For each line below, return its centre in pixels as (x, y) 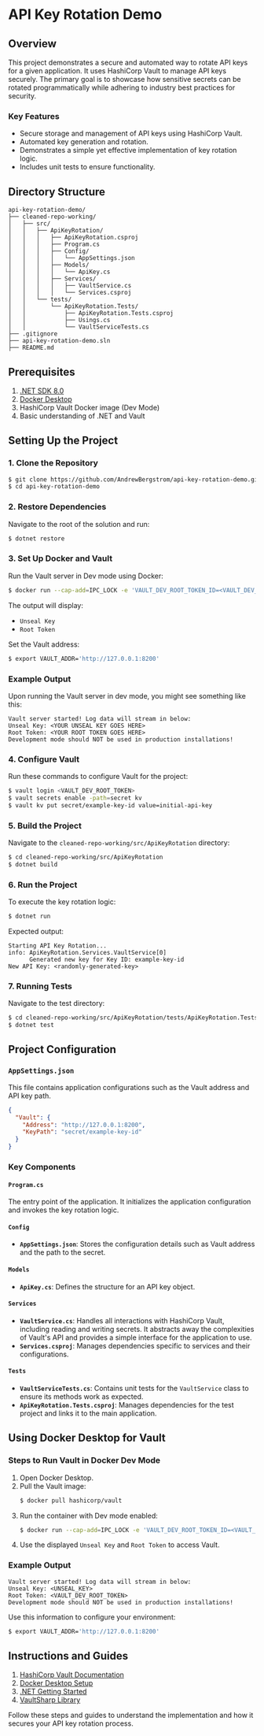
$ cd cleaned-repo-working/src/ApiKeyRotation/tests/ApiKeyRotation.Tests (133, 1018)
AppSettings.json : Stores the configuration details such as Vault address (137, 1244)
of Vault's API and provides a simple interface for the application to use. (136, 1337)
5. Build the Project (45, 825)
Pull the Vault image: (53, 1486)
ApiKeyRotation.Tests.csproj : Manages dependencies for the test (126, 1404)
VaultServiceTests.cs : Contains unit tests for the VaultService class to (134, 1388)
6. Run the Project (43, 885)
